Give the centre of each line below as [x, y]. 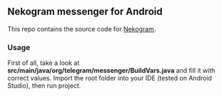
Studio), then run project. [44, 86]
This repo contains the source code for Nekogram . [82, 29]
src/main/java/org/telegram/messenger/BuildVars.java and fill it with [111, 71]
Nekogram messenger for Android [85, 12]
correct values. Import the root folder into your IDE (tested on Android [110, 78]
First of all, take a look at [44, 63]
